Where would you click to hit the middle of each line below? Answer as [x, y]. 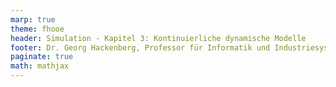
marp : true [33, 19]
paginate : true [42, 57]
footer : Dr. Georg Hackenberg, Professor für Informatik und [140, 47]
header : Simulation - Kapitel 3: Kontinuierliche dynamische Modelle [158, 38]
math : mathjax [40, 66]
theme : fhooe [37, 29]
